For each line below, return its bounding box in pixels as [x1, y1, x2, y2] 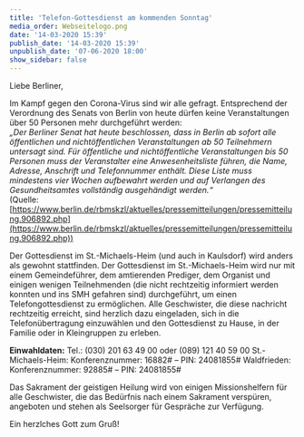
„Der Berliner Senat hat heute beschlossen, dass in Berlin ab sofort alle [9, 127, 277, 137]
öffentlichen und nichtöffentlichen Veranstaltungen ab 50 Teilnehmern [9, 137, 272, 147]
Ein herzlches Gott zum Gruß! [9, 419, 120, 429]
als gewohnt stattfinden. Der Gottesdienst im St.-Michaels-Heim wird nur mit [9, 260, 296, 270]
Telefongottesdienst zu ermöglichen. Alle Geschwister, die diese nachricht [9, 298, 288, 309]
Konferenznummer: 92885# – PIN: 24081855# [9, 364, 181, 374]
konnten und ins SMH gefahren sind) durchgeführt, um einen [9, 289, 238, 299]
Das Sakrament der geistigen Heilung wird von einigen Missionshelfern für [9, 382, 288, 393]
